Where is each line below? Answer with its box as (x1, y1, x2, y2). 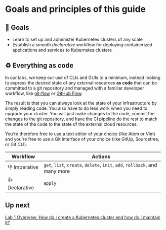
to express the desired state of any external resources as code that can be (5, 79, 157, 85)
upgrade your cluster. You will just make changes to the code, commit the (5, 110, 155, 116)
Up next (5, 201, 30, 210)
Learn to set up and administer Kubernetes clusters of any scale (12, 36, 143, 42)
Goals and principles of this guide (5, 3, 146, 15)
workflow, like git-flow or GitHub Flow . (5, 90, 83, 96)
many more (43, 167, 70, 174)
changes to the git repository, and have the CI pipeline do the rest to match (5, 116, 158, 122)
